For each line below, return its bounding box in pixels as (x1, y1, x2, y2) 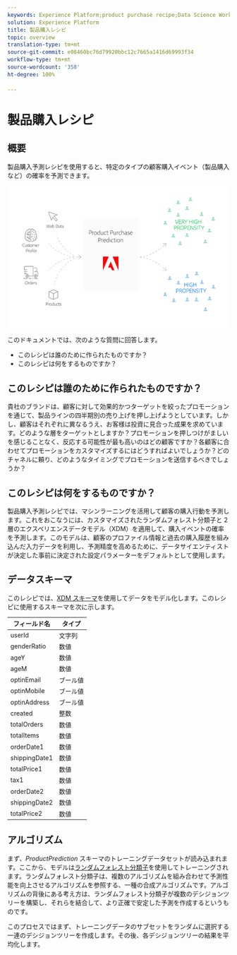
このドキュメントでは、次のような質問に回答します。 (7, 336, 162, 344)
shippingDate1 (10, 753, 54, 762)
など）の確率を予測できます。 (7, 171, 94, 179)
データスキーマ (7, 574, 73, 586)
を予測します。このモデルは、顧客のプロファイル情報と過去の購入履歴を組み (7, 533, 229, 542)
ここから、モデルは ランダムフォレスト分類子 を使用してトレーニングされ (18, 862, 229, 872)
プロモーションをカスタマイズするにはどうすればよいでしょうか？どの (25, 446, 229, 455)
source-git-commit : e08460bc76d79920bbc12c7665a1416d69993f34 (7, 49, 194, 56)
